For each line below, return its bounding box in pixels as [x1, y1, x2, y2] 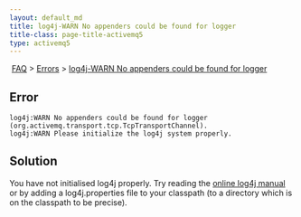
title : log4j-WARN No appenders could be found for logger [9, 22, 237, 31]
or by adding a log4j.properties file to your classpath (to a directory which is [9, 187, 293, 198]
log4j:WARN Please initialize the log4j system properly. [9, 129, 232, 138]
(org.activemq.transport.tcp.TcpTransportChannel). [9, 121, 208, 131]
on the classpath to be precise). [9, 196, 128, 208]
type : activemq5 [9, 38, 71, 48]
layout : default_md [9, 13, 83, 23]
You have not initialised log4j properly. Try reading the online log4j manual [9, 177, 287, 188]
